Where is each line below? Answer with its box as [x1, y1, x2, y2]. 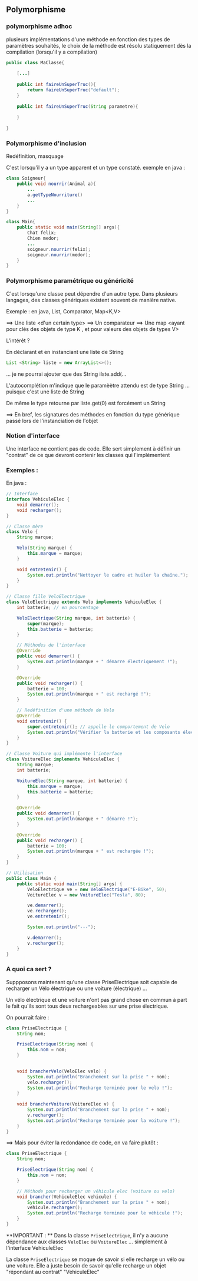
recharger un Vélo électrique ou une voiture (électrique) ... [6, 985, 147, 992]
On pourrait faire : [6, 1014, 49, 1021]
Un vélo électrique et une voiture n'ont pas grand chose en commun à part [6, 996, 187, 1003]
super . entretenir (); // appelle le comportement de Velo [27, 724, 170, 730]
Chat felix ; [27, 230, 57, 236]
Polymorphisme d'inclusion [6, 139, 87, 147]
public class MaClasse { [6, 59, 65, 65]
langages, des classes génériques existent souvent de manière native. [6, 296, 177, 303]
